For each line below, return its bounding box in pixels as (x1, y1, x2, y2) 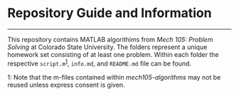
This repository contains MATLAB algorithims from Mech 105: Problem (7, 35, 213, 43)
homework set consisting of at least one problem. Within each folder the (7, 50, 219, 58)
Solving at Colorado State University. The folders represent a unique (7, 43, 208, 51)
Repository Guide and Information (7, 5, 212, 21)
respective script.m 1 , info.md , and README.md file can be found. (7, 58, 192, 68)
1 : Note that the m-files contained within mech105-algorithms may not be (7, 73, 221, 81)
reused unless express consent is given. (7, 80, 126, 89)
